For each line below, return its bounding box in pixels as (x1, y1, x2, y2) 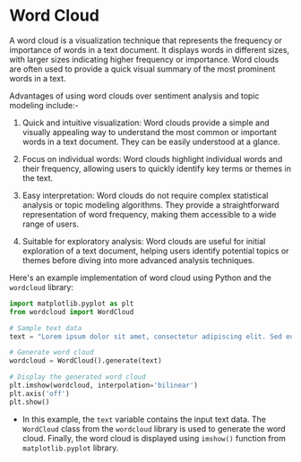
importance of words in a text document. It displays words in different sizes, (9, 44, 289, 55)
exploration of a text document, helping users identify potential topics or (21, 245, 289, 256)
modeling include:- (9, 99, 79, 110)
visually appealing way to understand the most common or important (21, 126, 278, 137)
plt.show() (9, 398, 50, 406)
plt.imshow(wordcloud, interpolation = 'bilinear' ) (9, 381, 199, 390)
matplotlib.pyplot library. (21, 442, 119, 453)
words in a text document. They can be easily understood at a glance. (21, 136, 280, 147)
